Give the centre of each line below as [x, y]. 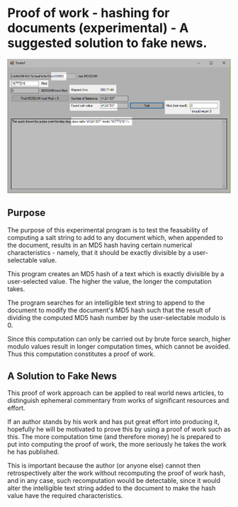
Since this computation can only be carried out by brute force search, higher [119, 338]
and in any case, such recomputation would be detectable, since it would [114, 481]
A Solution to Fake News [62, 376]
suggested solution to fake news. [107, 43]
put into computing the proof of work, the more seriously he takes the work [117, 445]
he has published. [33, 452]
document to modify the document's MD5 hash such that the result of [109, 310]
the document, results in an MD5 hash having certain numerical [100, 245]
